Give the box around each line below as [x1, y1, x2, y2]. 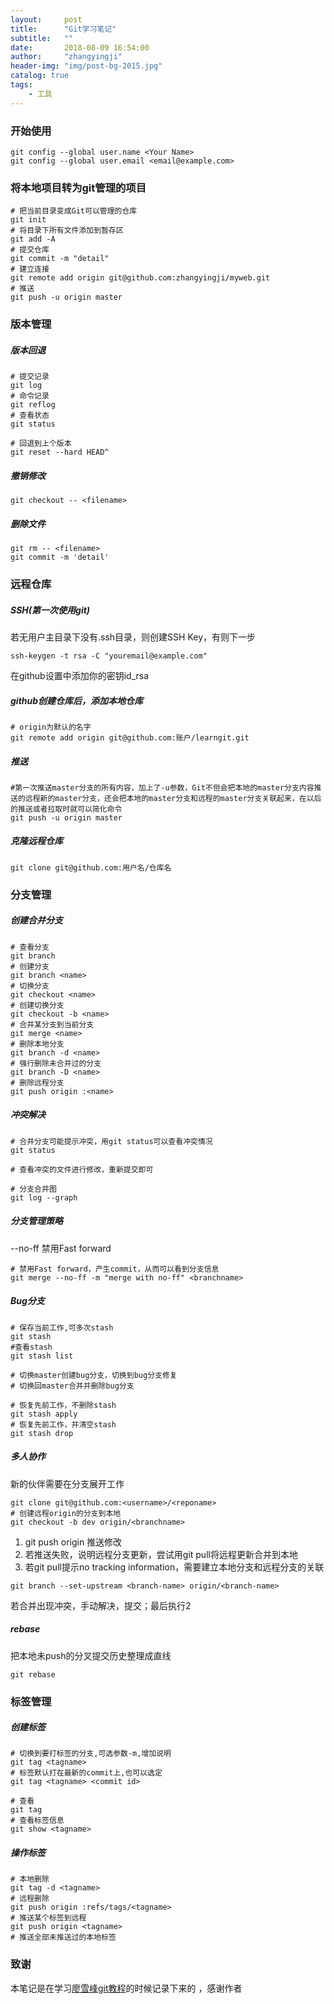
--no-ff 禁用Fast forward [10, 1242, 112, 1254]
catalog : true [10, 71, 70, 81]
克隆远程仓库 [10, 835, 63, 847]
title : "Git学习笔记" [10, 24, 117, 34]
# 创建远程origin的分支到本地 [10, 1508, 122, 1518]
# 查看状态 [10, 411, 50, 421]
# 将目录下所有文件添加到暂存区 [10, 226, 124, 236]
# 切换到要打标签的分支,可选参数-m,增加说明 [10, 1749, 172, 1759]
